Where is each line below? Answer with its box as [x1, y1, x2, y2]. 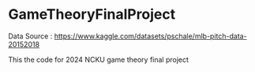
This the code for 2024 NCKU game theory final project [8, 55, 189, 64]
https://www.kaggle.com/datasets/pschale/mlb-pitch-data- [54, 31, 247, 41]
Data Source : [8, 31, 53, 41]
